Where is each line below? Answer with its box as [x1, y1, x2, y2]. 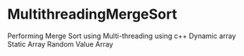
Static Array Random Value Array [7, 39, 114, 48]
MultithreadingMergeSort [7, 5, 178, 23]
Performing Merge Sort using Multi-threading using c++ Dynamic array [7, 31, 236, 40]
